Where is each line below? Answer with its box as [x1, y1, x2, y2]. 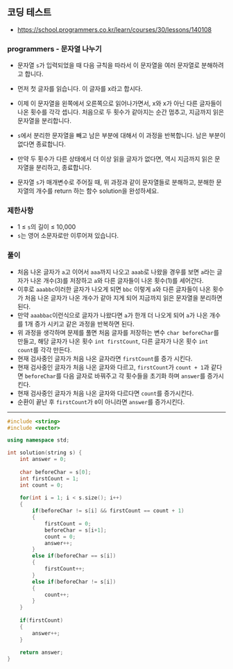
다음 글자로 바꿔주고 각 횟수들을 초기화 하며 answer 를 [63, 372, 206, 380]
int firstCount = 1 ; [19, 475, 79, 482]
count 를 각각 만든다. [17, 345, 72, 354]
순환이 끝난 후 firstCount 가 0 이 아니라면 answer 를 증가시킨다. [17, 397, 185, 406]
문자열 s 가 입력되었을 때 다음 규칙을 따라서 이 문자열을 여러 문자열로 [17, 61, 200, 69]
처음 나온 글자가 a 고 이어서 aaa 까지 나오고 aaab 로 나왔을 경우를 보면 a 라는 [17, 268, 216, 276]
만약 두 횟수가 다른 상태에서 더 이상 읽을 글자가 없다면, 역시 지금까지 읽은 [17, 155, 214, 163]
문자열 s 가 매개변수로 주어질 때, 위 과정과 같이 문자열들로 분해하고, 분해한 [17, 178, 215, 186]
